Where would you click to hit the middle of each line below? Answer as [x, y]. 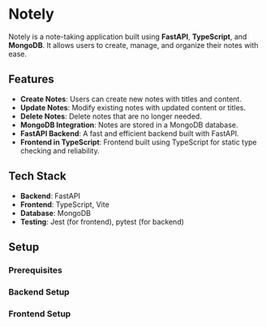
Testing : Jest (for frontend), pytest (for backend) [102, 222]
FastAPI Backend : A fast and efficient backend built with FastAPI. [129, 133]
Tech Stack [37, 176]
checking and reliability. [60, 150]
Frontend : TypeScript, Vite [64, 204]
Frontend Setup [40, 313]
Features [31, 79]
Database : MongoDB [56, 213]
